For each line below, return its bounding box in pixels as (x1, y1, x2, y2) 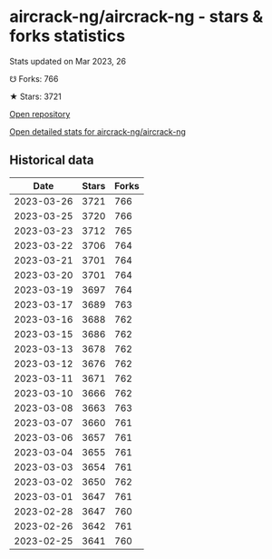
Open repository (9, 108, 71, 119)
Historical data (9, 153, 94, 168)
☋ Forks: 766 (9, 73, 59, 84)
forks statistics (9, 25, 125, 46)
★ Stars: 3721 (9, 91, 62, 102)
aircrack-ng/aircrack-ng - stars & (9, 6, 264, 27)
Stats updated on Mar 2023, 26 (9, 55, 127, 66)
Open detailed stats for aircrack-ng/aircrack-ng (9, 125, 186, 137)
